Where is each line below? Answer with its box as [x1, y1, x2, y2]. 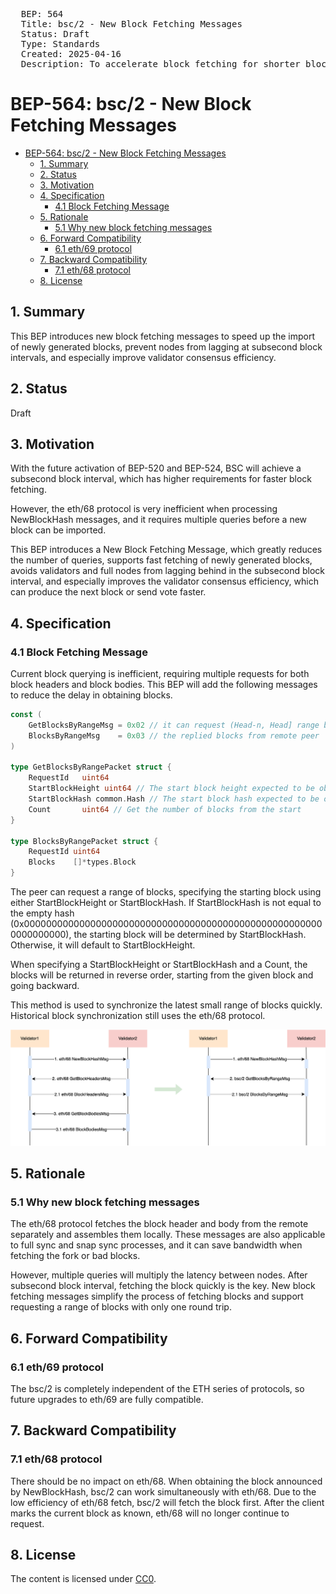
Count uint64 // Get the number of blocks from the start [28, 804, 302, 814]
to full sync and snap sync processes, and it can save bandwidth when [10, 1239, 303, 1251]
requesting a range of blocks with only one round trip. [10, 1301, 232, 1313]
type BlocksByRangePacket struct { [10, 836, 159, 846]
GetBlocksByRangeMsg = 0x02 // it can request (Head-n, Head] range [28, 720, 320, 730]
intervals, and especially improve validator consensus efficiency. [10, 351, 277, 363]
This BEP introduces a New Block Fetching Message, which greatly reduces [10, 544, 323, 556]
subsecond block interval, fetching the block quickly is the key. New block [10, 1280, 316, 1292]
